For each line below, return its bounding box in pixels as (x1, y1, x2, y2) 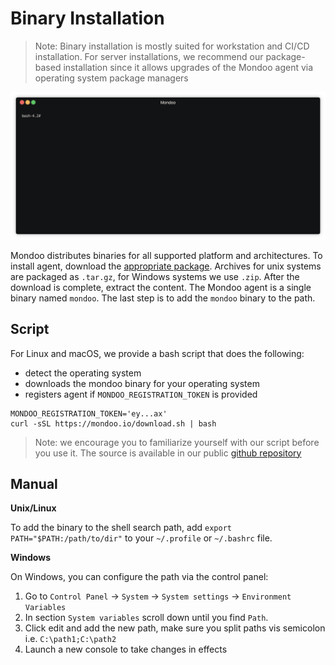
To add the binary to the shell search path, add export (10, 522, 232, 534)
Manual (10, 475, 58, 492)
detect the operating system (24, 367, 142, 379)
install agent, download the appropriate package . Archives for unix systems (10, 260, 322, 272)
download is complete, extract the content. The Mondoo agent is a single (10, 281, 312, 293)
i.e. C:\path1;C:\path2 (24, 633, 117, 645)
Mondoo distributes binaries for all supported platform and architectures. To (10, 249, 323, 261)
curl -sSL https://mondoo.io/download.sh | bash (10, 418, 217, 429)
